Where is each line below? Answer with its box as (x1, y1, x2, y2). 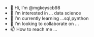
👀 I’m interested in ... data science (10, 10, 81, 16)
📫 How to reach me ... (10, 26, 57, 32)
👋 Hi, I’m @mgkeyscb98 (10, 5, 60, 10)
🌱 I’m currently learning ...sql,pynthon (10, 15, 89, 21)
